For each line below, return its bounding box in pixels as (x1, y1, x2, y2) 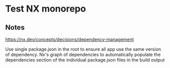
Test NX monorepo (5, 3, 86, 15)
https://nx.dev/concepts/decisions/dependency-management (5, 36, 134, 42)
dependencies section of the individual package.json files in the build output (5, 57, 165, 63)
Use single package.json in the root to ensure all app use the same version (5, 46, 161, 52)
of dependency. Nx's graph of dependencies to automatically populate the (5, 51, 161, 57)
